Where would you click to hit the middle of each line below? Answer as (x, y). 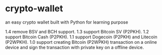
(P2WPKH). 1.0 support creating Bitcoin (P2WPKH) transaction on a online (81, 42)
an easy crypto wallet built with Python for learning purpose (67, 22)
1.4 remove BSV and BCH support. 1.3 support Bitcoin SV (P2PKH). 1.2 (77, 31)
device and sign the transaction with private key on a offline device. (75, 47)
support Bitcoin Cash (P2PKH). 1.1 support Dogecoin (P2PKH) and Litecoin (81, 37)
